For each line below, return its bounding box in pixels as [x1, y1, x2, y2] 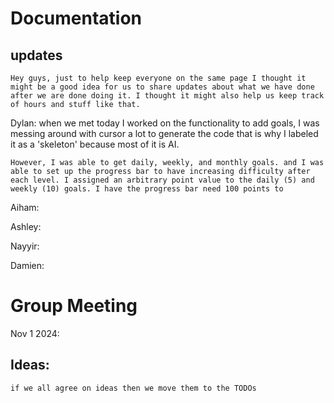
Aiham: [10, 202, 40, 213]
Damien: [10, 260, 45, 271]
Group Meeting [10, 295, 138, 317]
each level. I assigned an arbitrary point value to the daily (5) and [10, 175, 315, 185]
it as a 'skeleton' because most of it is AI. [10, 138, 180, 150]
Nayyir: [10, 240, 40, 252]
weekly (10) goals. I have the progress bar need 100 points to [10, 184, 284, 194]
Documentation [10, 7, 143, 30]
